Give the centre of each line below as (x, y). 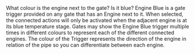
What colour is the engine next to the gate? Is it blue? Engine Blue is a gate (96, 8)
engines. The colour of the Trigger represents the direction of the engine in (96, 39)
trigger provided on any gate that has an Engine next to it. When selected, (95, 14)
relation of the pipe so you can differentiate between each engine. (86, 45)
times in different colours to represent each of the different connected (90, 33)
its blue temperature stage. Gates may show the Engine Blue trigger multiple (98, 26)
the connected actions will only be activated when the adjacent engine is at (97, 20)
